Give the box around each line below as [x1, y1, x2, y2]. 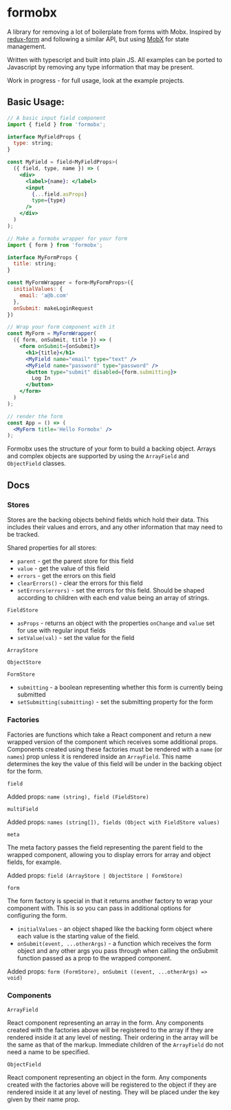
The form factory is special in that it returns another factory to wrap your [7, 897, 213, 905]
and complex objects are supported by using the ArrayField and [7, 452, 189, 460]
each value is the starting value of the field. [16, 932, 140, 941]
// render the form [7, 413, 63, 420]
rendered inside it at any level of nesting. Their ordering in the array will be [7, 1033, 219, 1041]
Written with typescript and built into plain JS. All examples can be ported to [7, 55, 223, 63]
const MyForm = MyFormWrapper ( [7, 330, 97, 337]
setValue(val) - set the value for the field [16, 633, 135, 641]
